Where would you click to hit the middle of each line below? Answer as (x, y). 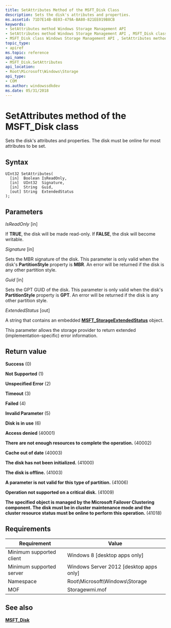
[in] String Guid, (32, 187)
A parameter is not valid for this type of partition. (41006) (67, 482)
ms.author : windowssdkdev (33, 86)
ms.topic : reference (27, 53)
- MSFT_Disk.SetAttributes (34, 62)
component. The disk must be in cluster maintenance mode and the (78, 507)
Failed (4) (16, 403)
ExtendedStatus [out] (27, 310)
